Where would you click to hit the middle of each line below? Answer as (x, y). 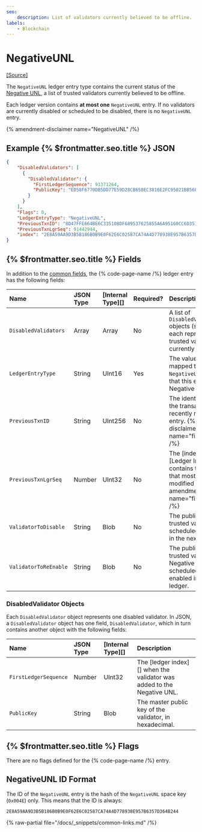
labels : (16, 23)
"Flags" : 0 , (32, 212)
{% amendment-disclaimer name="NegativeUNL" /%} (73, 129)
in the (177, 538)
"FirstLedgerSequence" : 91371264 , (76, 184)
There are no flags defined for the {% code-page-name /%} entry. (88, 761)
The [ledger (154, 662)
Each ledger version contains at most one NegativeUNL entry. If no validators (101, 105)
